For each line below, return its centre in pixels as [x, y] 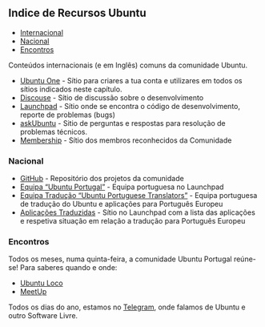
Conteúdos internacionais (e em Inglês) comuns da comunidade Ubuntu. [128, 65]
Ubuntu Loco [41, 283]
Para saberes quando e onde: [68, 268]
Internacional [42, 32]
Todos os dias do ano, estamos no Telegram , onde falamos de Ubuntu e [127, 307]
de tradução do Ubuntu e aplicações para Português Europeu [121, 204]
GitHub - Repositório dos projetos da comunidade [102, 179]
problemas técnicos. [54, 131]
